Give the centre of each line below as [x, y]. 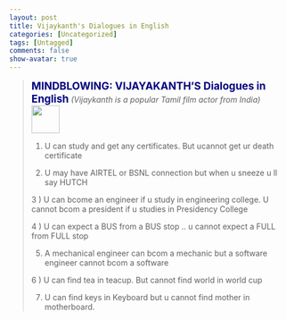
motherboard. [69, 307]
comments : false [39, 51]
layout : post [33, 17]
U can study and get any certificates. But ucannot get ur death [159, 146]
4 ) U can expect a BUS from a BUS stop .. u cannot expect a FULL [153, 226]
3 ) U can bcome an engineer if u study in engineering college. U [150, 199]
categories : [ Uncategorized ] [63, 34]
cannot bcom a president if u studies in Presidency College [139, 209]
